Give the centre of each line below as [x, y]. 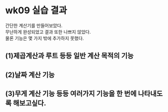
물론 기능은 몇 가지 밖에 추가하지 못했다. [45, 38]
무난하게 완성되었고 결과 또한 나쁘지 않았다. [48, 32]
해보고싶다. [30, 103]
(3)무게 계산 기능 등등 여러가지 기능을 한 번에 [71, 94]
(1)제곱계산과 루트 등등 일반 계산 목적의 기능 [69, 56]
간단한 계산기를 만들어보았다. [34, 25]
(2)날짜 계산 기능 [30, 75]
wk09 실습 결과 [36, 10]
